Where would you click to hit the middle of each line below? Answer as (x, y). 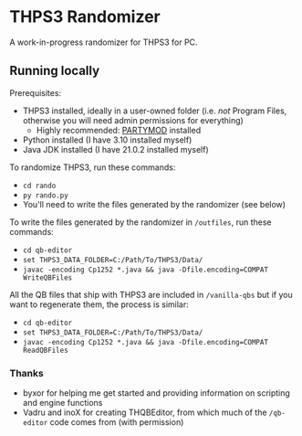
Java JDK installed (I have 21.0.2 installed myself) (115, 149)
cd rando (39, 186)
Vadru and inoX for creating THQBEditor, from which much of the (145, 412)
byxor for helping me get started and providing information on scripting (156, 393)
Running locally (55, 71)
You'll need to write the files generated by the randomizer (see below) (154, 204)
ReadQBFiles (45, 350)
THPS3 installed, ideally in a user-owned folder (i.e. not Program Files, (155, 111)
